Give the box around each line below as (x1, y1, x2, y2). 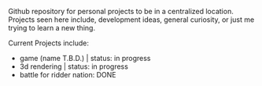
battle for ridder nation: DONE (19, 70, 116, 79)
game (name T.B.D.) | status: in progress (19, 54, 151, 63)
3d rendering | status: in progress (19, 62, 128, 71)
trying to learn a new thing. (8, 23, 96, 32)
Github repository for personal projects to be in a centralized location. (8, 7, 234, 16)
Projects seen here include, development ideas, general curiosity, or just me (8, 15, 255, 24)
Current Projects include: (8, 38, 89, 48)
